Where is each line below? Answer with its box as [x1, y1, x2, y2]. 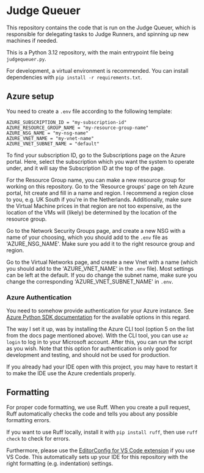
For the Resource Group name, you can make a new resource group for [6, 176, 186, 183]
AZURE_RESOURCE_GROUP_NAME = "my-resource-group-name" [6, 125, 149, 131]
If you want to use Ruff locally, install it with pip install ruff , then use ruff [6, 428, 198, 436]
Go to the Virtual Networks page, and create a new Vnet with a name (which [6, 258, 198, 266]
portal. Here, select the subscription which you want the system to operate [6, 158, 194, 165]
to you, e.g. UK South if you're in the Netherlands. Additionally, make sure [6, 196, 192, 203]
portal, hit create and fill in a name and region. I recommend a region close [6, 189, 194, 196]
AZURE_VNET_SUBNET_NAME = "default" [6, 141, 100, 147]
